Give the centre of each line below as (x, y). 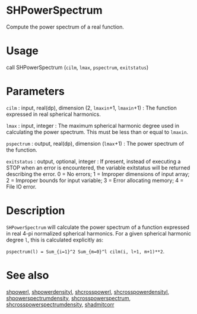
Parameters (36, 91)
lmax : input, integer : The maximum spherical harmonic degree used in (93, 125)
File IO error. (21, 186)
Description (36, 211)
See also (28, 275)
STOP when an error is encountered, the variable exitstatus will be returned (98, 168)
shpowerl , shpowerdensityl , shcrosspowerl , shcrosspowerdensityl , (88, 291)
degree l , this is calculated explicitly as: (55, 240)
